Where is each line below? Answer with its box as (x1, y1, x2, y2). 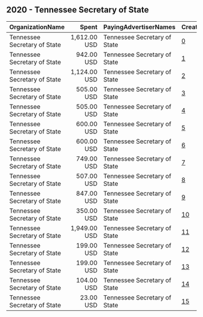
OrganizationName (9, 22, 65, 31)
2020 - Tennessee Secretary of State (6, 5, 149, 15)
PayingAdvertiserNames (103, 22, 176, 31)
